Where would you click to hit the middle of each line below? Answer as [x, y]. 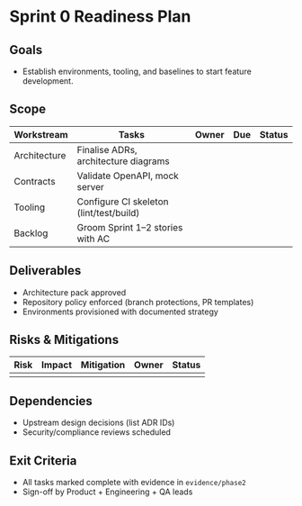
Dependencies [51, 401]
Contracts [35, 181]
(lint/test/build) [108, 212]
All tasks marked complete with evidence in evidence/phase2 [134, 483]
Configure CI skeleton [123, 202]
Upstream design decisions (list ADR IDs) [98, 423]
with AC [93, 239]
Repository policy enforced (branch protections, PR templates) [138, 302]
